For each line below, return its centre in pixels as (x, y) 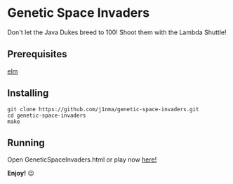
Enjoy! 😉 (21, 174)
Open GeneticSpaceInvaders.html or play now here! (82, 160)
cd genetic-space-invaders (47, 115)
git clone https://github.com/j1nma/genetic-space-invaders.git (103, 109)
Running (26, 142)
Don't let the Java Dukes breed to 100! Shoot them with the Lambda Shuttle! (117, 32)
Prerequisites (37, 54)
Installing (28, 93)
